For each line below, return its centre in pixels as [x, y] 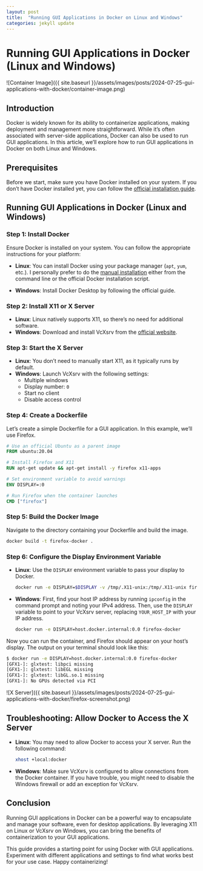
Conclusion [28, 803]
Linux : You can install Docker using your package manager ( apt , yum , [101, 266]
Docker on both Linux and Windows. [52, 148]
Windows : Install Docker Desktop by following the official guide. [95, 290]
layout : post [23, 12]
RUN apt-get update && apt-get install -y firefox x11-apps [84, 468]
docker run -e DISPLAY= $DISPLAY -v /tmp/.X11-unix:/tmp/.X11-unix [101, 587]
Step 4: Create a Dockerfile [47, 416]
